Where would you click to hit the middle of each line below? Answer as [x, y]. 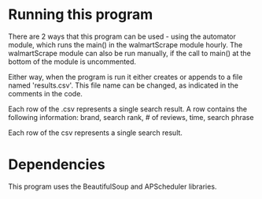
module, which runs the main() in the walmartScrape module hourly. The [125, 44]
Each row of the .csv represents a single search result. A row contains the [128, 109]
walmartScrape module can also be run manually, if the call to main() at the [130, 53]
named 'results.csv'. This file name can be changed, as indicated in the [123, 85]
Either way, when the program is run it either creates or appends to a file [125, 77]
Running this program [81, 15]
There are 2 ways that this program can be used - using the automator [122, 36]
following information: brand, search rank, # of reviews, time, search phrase [131, 117]
